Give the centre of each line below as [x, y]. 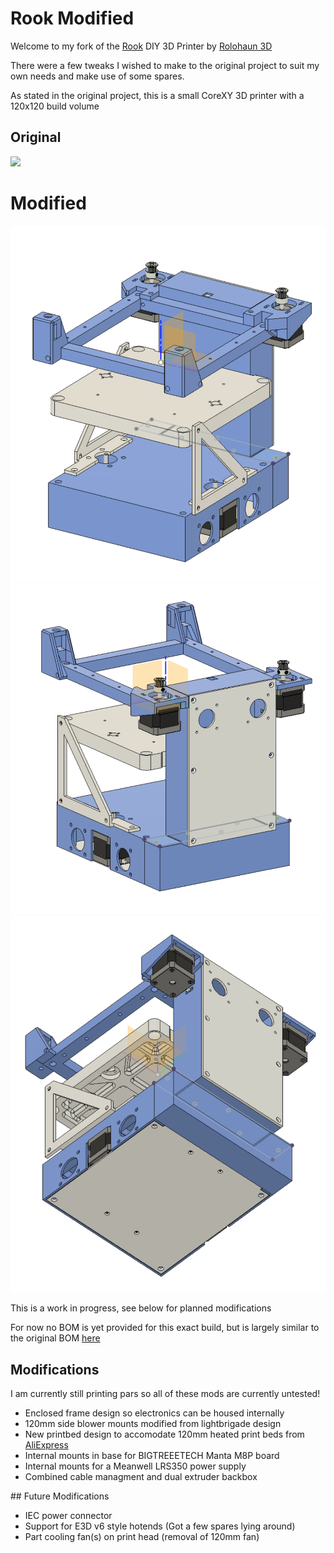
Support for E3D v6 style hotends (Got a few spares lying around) [160, 1526]
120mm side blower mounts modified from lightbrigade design [153, 1424]
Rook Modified [72, 18]
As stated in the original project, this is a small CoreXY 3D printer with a [157, 95]
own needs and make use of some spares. [97, 76]
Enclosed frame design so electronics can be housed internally [154, 1413]
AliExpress [46, 1445]
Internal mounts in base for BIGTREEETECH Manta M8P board [152, 1456]
